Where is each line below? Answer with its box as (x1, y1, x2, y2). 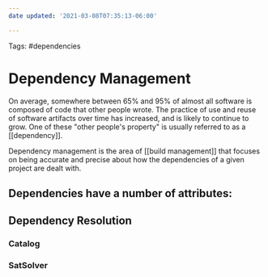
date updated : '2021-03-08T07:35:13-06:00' (8, 11, 158, 20)
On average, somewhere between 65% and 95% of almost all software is (8, 96, 253, 106)
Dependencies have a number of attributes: (8, 187, 232, 200)
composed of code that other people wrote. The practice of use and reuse (8, 104, 257, 114)
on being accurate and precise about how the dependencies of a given (8, 154, 245, 164)
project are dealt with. (8, 163, 82, 173)
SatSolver (8, 260, 49, 271)
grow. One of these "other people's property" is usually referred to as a (8, 122, 246, 132)
